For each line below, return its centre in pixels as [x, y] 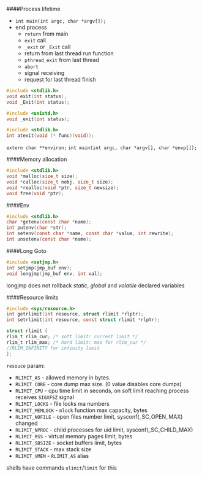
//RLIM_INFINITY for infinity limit [53, 348]
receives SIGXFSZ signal [45, 397]
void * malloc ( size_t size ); [42, 176]
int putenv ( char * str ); [37, 228]
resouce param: [26, 365]
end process [31, 27]
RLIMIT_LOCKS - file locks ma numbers [62, 403]
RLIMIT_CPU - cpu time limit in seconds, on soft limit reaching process [102, 390]
